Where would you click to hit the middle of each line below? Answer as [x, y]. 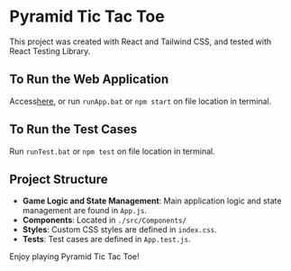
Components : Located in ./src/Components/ [105, 220]
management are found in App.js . [84, 211]
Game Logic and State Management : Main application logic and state [152, 201]
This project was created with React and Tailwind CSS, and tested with [141, 41]
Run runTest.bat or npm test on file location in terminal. [112, 151]
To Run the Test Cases [73, 129]
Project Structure [59, 179]
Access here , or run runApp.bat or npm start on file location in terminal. [141, 101]
